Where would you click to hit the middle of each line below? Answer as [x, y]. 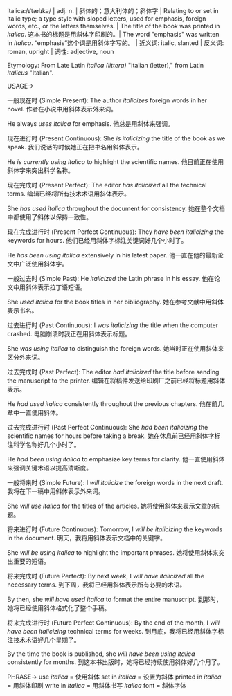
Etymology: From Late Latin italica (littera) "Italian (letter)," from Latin [106, 65]
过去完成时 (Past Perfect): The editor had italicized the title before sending [113, 372]
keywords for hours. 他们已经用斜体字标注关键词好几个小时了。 [97, 240]
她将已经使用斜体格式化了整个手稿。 [59, 608]
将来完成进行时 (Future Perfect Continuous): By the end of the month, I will [114, 623]
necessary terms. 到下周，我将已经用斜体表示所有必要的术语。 [97, 585]
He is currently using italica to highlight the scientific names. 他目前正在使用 [115, 162]
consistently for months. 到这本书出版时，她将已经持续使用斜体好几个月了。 [115, 662]
